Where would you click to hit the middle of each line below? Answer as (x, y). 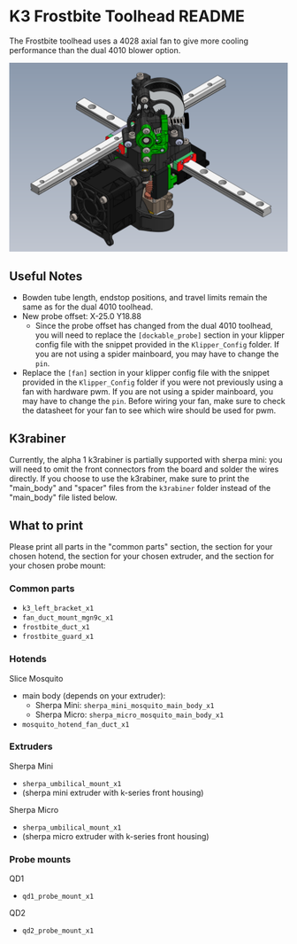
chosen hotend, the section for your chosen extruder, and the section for (142, 556)
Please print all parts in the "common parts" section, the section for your (141, 546)
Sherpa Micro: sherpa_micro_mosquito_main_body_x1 (129, 714)
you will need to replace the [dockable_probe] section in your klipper (160, 335)
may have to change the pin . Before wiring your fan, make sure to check (153, 402)
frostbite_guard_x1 (58, 637)
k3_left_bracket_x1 (58, 609)
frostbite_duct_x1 (56, 628)
